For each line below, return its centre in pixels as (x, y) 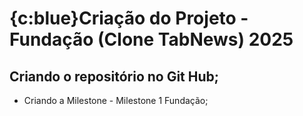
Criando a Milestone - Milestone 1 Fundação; (116, 100)
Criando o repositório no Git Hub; (114, 76)
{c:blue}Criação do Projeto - (129, 18)
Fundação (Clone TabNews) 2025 (151, 39)
